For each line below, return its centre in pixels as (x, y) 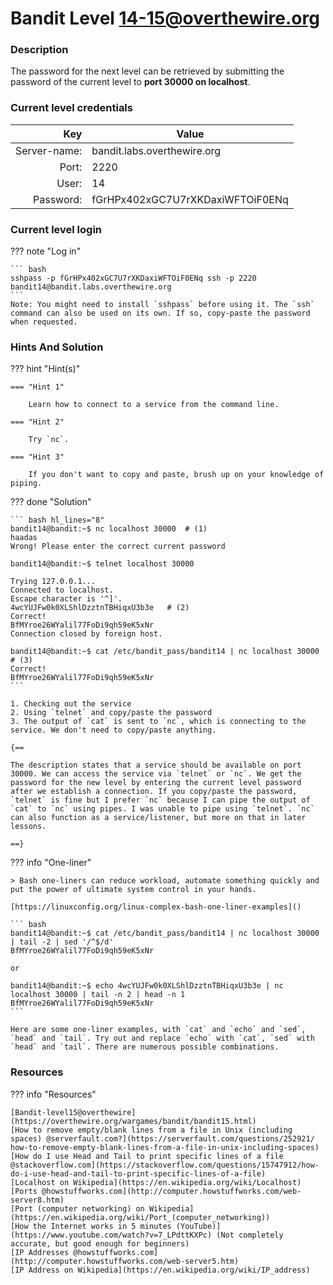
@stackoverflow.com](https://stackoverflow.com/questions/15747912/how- (165, 1165)
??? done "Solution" (51, 502)
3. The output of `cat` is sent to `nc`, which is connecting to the (158, 722)
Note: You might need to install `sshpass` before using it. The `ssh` (162, 305)
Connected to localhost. (62, 590)
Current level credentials (71, 108)
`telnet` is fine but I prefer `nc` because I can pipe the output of (160, 800)
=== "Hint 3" (37, 457)
